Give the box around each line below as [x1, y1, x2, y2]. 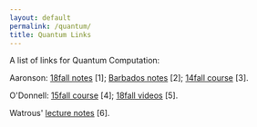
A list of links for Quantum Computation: [9, 55, 160, 66]
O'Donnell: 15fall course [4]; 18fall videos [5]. [9, 90, 179, 101]
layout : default [9, 13, 71, 23]
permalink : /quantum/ [9, 22, 92, 31]
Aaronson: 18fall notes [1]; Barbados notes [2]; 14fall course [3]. [9, 73, 249, 83]
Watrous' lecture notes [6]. [9, 108, 110, 119]
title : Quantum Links [9, 30, 92, 39]
